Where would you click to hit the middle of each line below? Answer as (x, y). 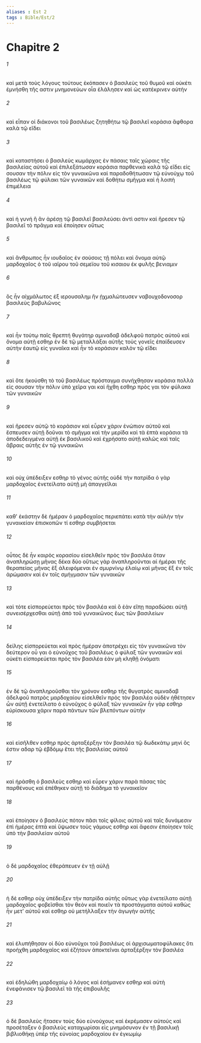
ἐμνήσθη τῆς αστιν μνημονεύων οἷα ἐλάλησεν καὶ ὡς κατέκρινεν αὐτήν (97, 89)
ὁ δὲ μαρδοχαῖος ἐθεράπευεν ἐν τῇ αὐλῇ (58, 866)
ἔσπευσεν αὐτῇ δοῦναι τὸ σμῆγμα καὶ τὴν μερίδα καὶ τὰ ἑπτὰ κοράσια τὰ (97, 432)
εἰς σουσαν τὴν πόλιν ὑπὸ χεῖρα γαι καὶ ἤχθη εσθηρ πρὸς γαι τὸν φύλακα (98, 387)
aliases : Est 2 (26, 12)
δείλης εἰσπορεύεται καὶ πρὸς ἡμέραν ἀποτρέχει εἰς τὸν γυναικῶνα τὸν (96, 646)
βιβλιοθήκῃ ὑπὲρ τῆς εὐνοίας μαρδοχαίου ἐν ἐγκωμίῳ (74, 1034)
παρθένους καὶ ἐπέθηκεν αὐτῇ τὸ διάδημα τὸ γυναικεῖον (77, 788)
